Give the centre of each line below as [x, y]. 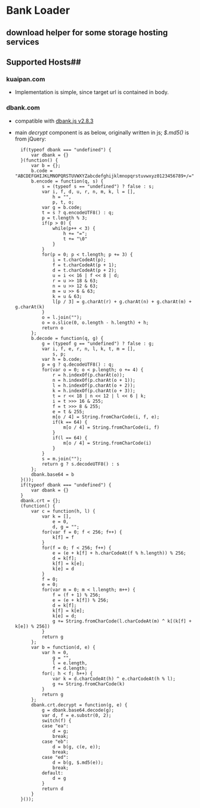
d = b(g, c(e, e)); [77, 747]
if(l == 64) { [70, 438]
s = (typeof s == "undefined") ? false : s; [98, 186]
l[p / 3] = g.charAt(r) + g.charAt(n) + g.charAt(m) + [122, 302]
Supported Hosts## [44, 62]
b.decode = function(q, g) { [67, 338]
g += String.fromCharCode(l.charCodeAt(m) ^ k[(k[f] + [122, 621]
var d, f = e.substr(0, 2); [76, 715]
